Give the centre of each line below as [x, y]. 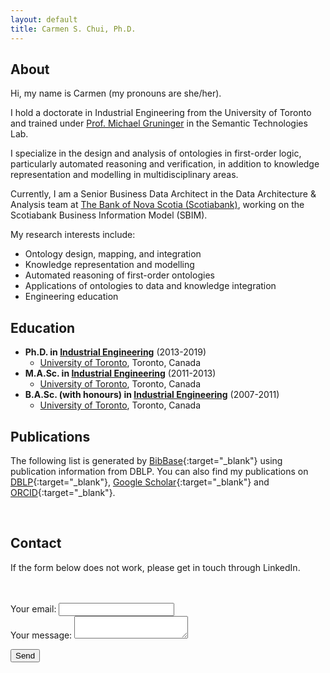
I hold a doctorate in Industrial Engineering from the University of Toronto [161, 113]
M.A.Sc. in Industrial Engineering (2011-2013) [120, 373]
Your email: [33, 608]
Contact [36, 543]
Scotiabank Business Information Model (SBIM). [109, 215]
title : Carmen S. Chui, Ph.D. [73, 29]
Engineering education [71, 297]
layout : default [44, 19]
